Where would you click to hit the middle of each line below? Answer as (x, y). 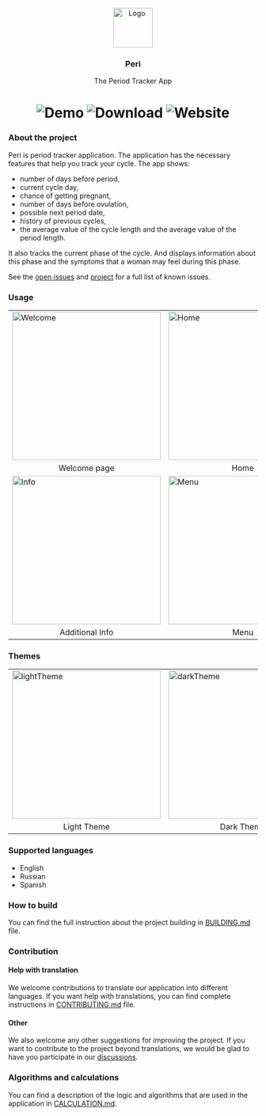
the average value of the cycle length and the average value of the (128, 229)
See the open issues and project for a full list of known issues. (110, 276)
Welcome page (86, 469)
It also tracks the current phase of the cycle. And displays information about (132, 252)
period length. (42, 237)
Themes (25, 656)
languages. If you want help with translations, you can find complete (120, 996)
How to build (33, 905)
